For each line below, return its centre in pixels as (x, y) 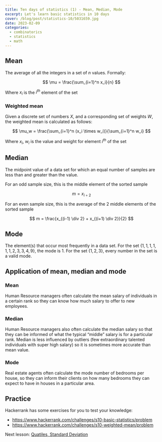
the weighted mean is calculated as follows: (49, 122)
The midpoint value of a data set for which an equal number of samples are (80, 169)
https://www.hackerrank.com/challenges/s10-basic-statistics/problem (82, 420)
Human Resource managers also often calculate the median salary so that (79, 329)
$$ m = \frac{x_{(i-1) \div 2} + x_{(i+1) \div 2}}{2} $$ (81, 219)
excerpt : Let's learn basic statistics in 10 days (57, 14)
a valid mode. (19, 256)
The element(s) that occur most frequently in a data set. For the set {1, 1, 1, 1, (81, 246)
